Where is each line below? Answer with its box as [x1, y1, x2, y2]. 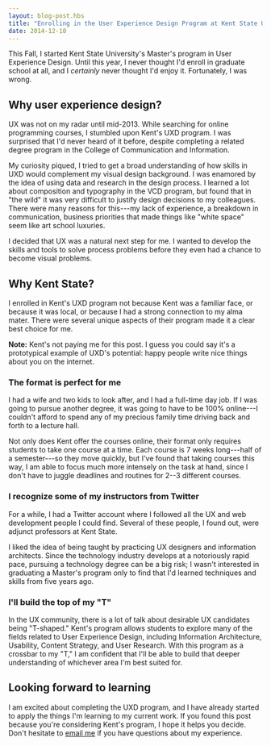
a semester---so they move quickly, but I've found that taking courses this [8, 453, 256, 464]
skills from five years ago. [8, 576, 94, 586]
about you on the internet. [8, 356, 95, 366]
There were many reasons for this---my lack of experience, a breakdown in [8, 203, 259, 214]
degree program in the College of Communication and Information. [8, 145, 230, 155]
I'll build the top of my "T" [8, 596, 112, 607]
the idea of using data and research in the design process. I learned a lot [8, 178, 250, 188]
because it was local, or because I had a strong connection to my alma [8, 307, 244, 316]
